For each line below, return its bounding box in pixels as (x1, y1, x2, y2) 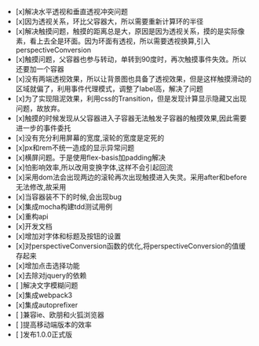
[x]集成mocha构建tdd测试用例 (15, 202, 113, 211)
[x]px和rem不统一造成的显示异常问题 (15, 143, 135, 152)
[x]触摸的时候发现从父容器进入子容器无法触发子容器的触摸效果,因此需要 (15, 113, 247, 123)
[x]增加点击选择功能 (15, 261, 80, 270)
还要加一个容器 (15, 64, 64, 73)
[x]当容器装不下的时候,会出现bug (15, 192, 122, 201)
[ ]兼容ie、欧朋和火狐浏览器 (15, 310, 104, 319)
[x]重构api (15, 212, 49, 221)
